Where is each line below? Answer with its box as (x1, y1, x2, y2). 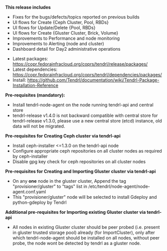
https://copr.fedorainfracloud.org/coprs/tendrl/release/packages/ (12, 61, 148, 67)
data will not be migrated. (12, 123, 65, 129)
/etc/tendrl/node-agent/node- (88, 183, 150, 189)
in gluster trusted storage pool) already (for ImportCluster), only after (12, 229, 155, 235)
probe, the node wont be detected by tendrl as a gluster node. (12, 240, 141, 246)
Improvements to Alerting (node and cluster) (12, 41, 104, 47)
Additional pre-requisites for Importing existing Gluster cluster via (5, 209, 146, 215)
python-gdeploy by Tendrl (12, 199, 67, 205)
